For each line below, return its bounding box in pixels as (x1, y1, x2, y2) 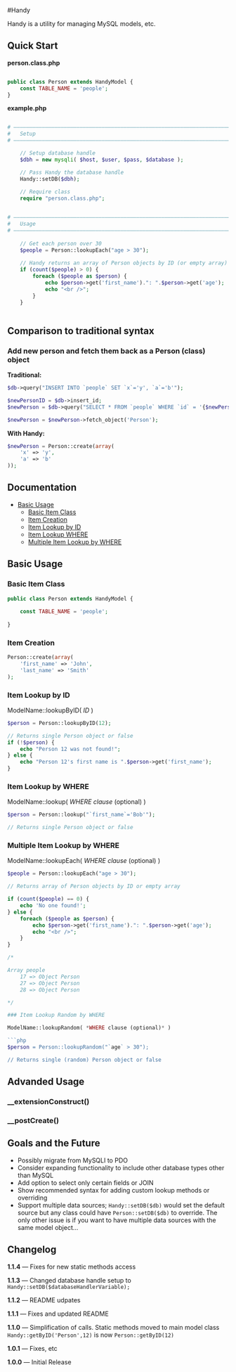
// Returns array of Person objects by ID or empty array (7, 883, 181, 890)
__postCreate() (7, 1116, 60, 1126)
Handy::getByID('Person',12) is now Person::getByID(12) (7, 1331, 174, 1339)
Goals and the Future (7, 1137, 100, 1149)
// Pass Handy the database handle (20, 169, 124, 176)
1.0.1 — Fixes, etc (7, 1344, 58, 1352)
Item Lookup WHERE (27, 530, 88, 539)
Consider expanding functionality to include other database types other (17, 1163, 225, 1172)
